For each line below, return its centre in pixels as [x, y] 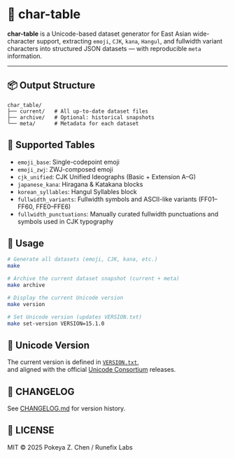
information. [25, 56]
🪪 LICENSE [31, 430]
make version [26, 304]
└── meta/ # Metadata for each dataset [73, 123]
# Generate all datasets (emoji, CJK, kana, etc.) [83, 259]
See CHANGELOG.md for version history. [66, 408]
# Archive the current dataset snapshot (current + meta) [93, 279]
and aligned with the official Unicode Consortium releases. [92, 370]
